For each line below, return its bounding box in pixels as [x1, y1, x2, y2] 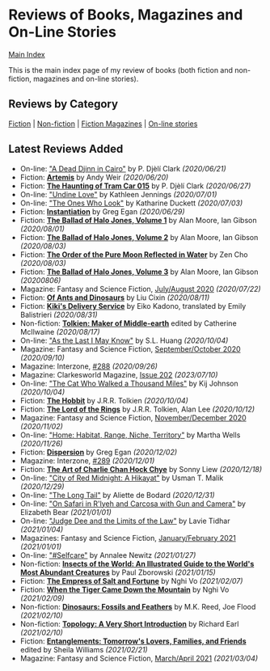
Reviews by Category [8, 97, 119, 111]
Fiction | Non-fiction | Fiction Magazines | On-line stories [8, 119, 198, 129]
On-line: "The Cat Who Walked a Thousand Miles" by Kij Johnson [19, 378, 238, 388]
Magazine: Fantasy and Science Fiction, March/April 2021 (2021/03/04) [19, 653, 259, 663]
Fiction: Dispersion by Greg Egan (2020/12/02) [19, 447, 178, 457]
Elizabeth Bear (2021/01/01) [19, 507, 112, 517]
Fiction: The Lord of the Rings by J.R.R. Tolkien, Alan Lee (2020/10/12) [19, 404, 255, 414]
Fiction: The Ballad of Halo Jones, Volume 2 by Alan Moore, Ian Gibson [19, 232, 259, 242]
